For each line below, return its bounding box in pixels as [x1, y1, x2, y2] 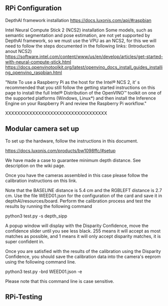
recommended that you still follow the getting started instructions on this [5, 84, 155, 90]
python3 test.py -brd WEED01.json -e [5, 268, 83, 274]
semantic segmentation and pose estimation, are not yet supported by [5, 32, 150, 38]
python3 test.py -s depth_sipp [5, 212, 68, 219]
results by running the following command [5, 203, 92, 209]
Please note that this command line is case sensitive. [5, 278, 114, 284]
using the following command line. [5, 258, 76, 264]
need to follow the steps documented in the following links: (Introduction [5, 42, 155, 49]
